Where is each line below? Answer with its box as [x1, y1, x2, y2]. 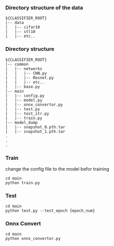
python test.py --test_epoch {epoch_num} [5, 208, 96, 214]
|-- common [5, 61, 29, 67]
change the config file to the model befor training [5, 166, 109, 172]
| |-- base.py [5, 84, 40, 89]
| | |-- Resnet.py [5, 75, 54, 80]
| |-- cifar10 [5, 25, 40, 30]
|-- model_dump [5, 120, 38, 125]
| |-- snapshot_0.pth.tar [5, 125, 66, 130]
